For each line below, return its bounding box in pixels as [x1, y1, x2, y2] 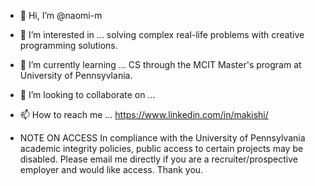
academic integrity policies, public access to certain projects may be [19, 143, 304, 154]
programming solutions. [19, 40, 118, 51]
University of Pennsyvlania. [19, 70, 133, 81]
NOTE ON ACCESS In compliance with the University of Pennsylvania [19, 132, 306, 144]
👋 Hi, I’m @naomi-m [19, 10, 103, 21]
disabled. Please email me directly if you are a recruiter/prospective [19, 153, 298, 165]
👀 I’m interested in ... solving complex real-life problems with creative [19, 29, 305, 40]
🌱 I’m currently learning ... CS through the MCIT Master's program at [19, 59, 302, 70]
